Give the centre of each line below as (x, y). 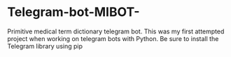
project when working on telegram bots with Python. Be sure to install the (113, 38)
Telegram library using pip (45, 46)
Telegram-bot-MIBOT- (73, 12)
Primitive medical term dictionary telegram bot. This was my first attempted (116, 31)
